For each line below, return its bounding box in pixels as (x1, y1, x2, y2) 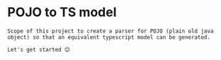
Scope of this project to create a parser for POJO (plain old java (7, 28, 214, 35)
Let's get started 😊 (7, 46, 71, 53)
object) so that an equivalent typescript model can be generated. (7, 33, 211, 41)
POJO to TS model (7, 4, 117, 20)
